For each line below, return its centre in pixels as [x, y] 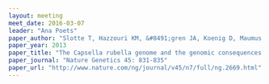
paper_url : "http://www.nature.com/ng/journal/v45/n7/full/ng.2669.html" [135, 68]
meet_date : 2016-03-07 [46, 23]
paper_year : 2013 [38, 46]
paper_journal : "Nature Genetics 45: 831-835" [88, 61]
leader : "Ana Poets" [43, 30]
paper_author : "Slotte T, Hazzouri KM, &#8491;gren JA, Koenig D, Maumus [135, 38]
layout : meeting [36, 16]
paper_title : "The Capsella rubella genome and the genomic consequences [135, 53]
